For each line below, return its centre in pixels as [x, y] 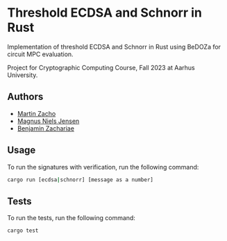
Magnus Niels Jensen [48, 121]
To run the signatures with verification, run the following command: [103, 167]
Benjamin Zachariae [46, 128]
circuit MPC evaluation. [41, 54]
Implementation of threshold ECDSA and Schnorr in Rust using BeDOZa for [114, 47]
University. [23, 75]
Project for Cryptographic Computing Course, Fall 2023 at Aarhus [101, 67]
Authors [25, 97]
